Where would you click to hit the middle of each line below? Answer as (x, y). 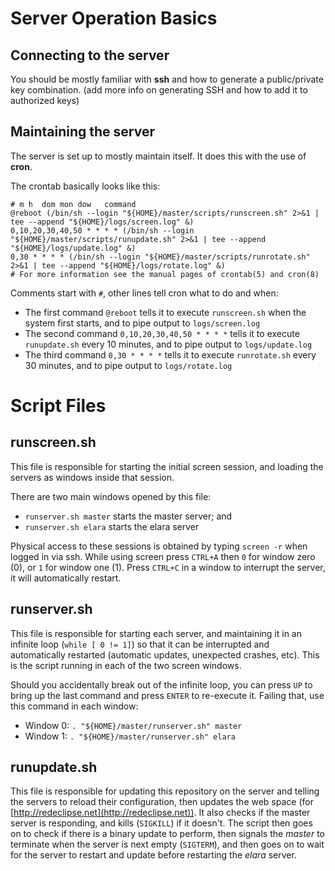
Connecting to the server (90, 55)
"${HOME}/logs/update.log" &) (73, 248)
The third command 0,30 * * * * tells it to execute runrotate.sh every (170, 354)
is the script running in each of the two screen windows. (126, 665)
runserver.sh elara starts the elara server (112, 526)
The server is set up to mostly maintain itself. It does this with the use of (158, 156)
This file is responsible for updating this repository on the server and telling (165, 791)
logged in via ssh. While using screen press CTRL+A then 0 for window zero (163, 556)
